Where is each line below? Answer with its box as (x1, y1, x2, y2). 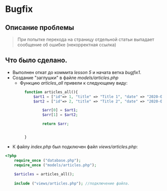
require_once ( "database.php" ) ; (14, 158, 81, 163)
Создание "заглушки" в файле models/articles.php (12, 75, 119, 81)
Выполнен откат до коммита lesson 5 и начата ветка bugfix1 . (12, 69, 142, 75)
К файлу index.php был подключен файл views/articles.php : (12, 143, 138, 150)
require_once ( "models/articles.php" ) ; (14, 163, 97, 168)
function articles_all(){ (24, 90, 78, 95)
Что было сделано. (5, 56, 68, 65)
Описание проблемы (5, 23, 75, 32)
